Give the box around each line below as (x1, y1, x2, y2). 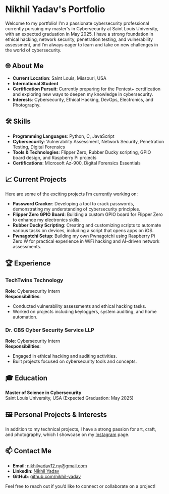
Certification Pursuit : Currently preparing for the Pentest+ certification (12, 86, 161, 92)
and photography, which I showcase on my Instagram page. (5, 431, 130, 437)
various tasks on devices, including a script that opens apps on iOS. (12, 228, 154, 234)
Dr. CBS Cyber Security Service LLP (5, 326, 94, 334)
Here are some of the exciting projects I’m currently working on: (5, 191, 138, 197)
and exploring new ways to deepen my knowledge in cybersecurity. (12, 91, 153, 97)
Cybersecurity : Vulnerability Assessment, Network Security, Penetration (12, 138, 164, 144)
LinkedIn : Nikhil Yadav (12, 468, 60, 474)
